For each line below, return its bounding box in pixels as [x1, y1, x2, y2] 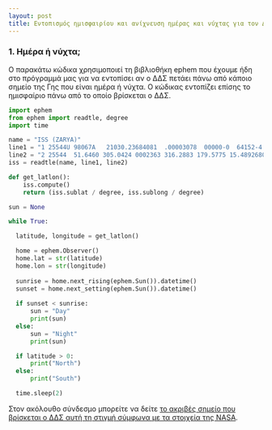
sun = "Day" [29, 307, 70, 316]
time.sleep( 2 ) [15, 389, 63, 398]
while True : [8, 217, 49, 226]
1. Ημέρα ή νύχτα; [8, 46, 81, 58]
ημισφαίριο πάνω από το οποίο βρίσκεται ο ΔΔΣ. [8, 90, 172, 100]
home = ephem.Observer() [15, 247, 100, 256]
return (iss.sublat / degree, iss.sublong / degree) [23, 188, 205, 196]
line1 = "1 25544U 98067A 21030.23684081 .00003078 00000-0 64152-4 [8, 144, 263, 152]
